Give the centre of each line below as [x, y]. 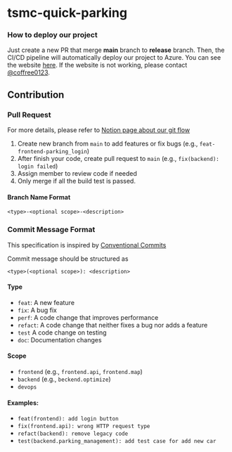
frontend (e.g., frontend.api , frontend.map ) [80, 372]
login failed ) [38, 166]
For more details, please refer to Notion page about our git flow [99, 130]
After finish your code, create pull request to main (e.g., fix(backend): [118, 159]
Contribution [36, 95]
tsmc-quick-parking [67, 13]
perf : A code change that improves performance [88, 317]
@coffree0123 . [29, 72]
